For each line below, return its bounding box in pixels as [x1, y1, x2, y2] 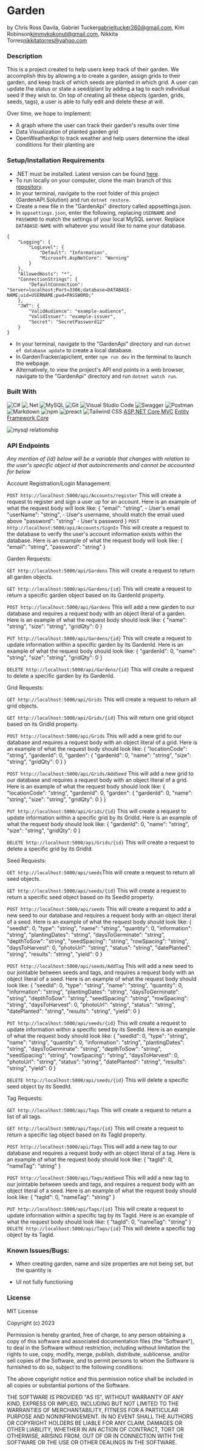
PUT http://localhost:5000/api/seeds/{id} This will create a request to [7, 1020, 187, 1027]
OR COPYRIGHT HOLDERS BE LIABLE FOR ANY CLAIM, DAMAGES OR [7, 1419, 183, 1427]
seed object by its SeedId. [7, 1083, 72, 1090]
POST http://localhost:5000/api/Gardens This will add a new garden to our [7, 604, 195, 611]
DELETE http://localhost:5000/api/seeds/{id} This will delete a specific [7, 1076, 189, 1084]
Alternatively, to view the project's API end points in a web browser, [15, 366, 185, 373]
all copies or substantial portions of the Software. [7, 1382, 130, 1389]
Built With [7, 388, 37, 396]
